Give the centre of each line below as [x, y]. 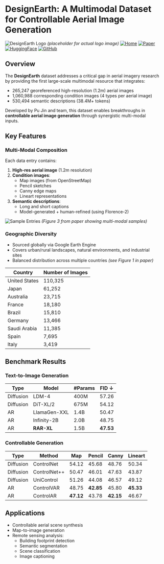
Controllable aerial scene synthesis [47, 525]
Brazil [14, 312]
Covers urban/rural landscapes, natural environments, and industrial [81, 250]
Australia [18, 296]
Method [49, 455]
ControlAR [45, 495]
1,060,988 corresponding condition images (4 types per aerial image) [82, 95]
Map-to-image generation [38, 530]
